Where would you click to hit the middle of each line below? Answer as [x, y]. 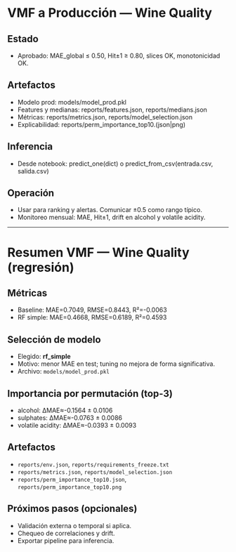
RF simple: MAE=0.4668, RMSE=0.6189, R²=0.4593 [92, 317]
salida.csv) [33, 171]
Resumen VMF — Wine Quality [98, 252]
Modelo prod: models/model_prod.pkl [72, 102]
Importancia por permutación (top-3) [90, 394]
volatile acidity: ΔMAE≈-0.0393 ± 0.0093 [77, 426]
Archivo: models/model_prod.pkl [64, 372]
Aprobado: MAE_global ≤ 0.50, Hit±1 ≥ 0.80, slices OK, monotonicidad [119, 55]
